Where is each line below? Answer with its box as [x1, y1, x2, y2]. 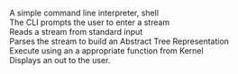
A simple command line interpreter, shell [9, 8, 160, 18]
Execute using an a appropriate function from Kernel [9, 45, 205, 56]
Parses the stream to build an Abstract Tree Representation [9, 36, 230, 46]
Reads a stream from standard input [9, 27, 143, 37]
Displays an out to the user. [9, 55, 111, 65]
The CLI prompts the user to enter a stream [9, 17, 170, 28]
